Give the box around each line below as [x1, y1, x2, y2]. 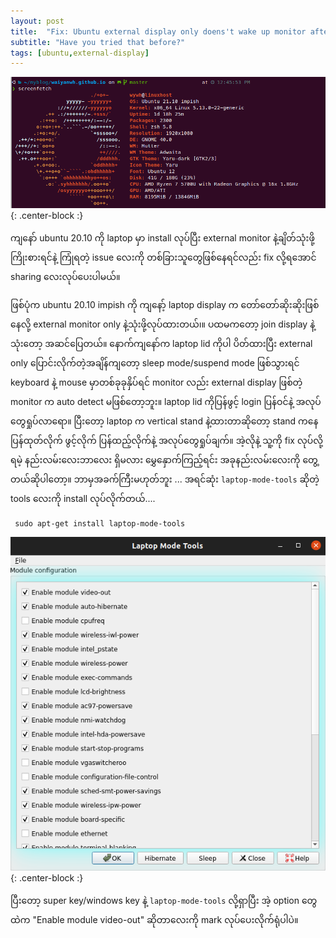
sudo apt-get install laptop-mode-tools [14, 519, 186, 529]
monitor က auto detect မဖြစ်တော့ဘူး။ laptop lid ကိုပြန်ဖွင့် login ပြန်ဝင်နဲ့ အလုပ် [10, 396, 322, 408]
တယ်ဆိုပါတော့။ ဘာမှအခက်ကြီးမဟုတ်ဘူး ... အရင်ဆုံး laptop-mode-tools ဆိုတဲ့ [10, 473, 320, 485]
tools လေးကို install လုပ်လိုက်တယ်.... [10, 493, 156, 505]
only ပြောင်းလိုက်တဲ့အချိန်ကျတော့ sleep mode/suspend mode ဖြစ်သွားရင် [10, 357, 300, 369]
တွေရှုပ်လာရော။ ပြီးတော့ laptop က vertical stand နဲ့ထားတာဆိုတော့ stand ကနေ [10, 415, 319, 427]
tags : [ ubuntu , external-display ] [10, 48, 150, 58]
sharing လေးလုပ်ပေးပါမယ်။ [10, 271, 121, 283]
